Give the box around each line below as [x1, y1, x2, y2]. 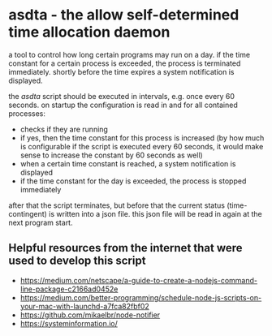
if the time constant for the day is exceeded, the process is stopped [19, 176, 247, 186]
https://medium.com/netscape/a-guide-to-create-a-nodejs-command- [19, 275, 258, 285]
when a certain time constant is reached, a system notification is [19, 158, 236, 168]
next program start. [8, 218, 73, 227]
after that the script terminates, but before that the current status [8, 200, 226, 210]
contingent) [8, 209, 47, 218]
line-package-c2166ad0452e [19, 284, 119, 294]
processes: [8, 108, 46, 118]
